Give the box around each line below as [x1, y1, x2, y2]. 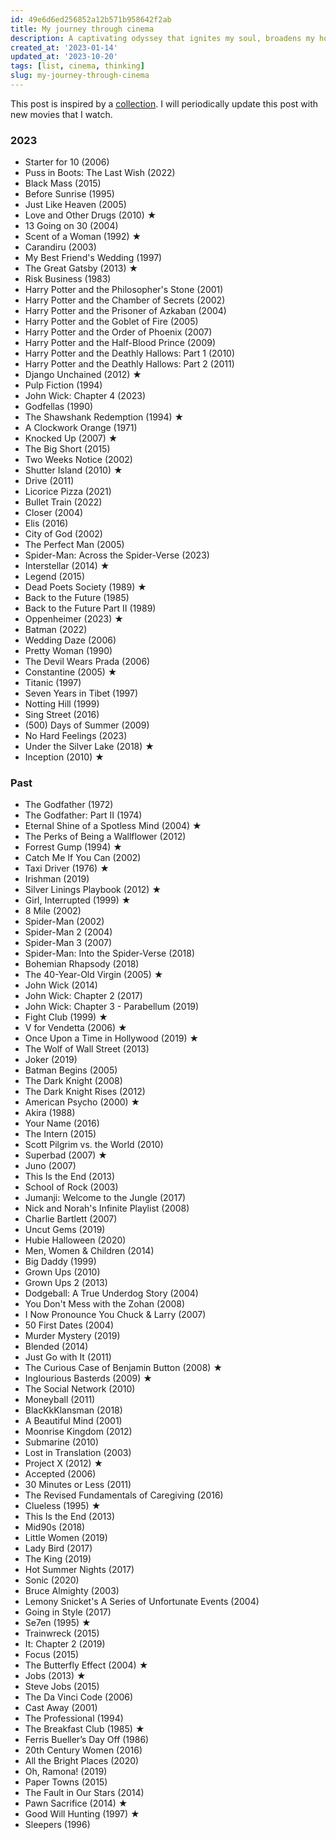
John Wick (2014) [24, 979, 98, 991]
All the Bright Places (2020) [24, 1755, 140, 1767]
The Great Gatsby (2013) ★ [24, 262, 139, 275]
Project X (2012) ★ [24, 1457, 104, 1470]
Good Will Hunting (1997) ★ [24, 1808, 140, 1820]
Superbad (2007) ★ [24, 1149, 108, 1161]
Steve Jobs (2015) [24, 1681, 100, 1693]
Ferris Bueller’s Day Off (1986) [24, 1734, 150, 1746]
